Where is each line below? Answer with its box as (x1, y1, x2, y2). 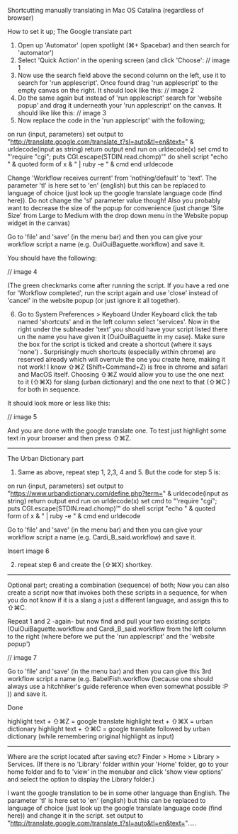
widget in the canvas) (7, 219, 71, 227)
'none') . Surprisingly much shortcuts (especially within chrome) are (17, 348, 216, 356)
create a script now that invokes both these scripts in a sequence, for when (7, 588, 227, 597)
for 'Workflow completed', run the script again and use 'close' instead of (7, 289, 218, 297)
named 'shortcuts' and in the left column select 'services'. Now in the (17, 318, 220, 326)
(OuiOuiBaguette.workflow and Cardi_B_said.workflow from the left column (7, 624, 227, 633)
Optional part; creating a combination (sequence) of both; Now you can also (7, 581, 230, 589)
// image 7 (7, 653, 38, 661)
